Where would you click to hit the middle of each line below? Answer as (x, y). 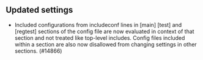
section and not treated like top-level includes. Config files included (100, 38)
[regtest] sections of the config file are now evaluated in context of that (104, 31)
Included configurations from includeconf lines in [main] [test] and (98, 24)
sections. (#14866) (38, 51)
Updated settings (39, 10)
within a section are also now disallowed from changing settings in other (105, 44)
